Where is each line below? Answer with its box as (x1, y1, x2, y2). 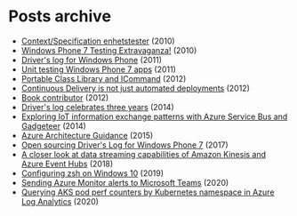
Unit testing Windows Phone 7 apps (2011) (20, 64, 177, 75)
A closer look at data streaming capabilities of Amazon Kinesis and (20, 148, 267, 159)
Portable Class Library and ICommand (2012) (20, 73, 187, 84)
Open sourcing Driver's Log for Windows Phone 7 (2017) (20, 140, 229, 150)
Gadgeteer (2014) (20, 120, 86, 131)
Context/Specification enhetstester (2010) (20, 36, 175, 46)
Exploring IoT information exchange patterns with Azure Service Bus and (20, 111, 288, 122)
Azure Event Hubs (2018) (20, 158, 114, 169)
